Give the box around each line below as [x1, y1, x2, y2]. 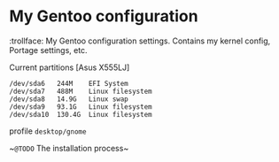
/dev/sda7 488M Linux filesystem [9, 87, 152, 96]
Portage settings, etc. [9, 44, 88, 55]
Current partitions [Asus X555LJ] [9, 62, 130, 73]
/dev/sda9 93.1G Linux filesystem [9, 102, 152, 112]
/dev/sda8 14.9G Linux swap [9, 95, 128, 104]
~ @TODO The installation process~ [9, 143, 129, 153]
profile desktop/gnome [9, 126, 87, 136]
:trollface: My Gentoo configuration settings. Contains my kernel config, [9, 35, 271, 46]
